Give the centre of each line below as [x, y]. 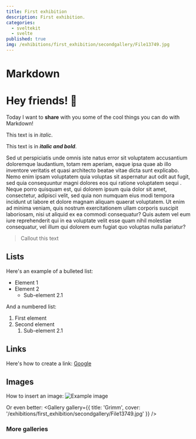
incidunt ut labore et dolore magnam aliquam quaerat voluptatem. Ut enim [96, 202]
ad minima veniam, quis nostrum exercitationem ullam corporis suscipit [92, 208]
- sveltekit [26, 28]
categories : [21, 22]
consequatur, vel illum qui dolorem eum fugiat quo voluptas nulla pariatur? [96, 227]
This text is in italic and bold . [41, 146]
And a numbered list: [31, 306]
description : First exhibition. [46, 17]
